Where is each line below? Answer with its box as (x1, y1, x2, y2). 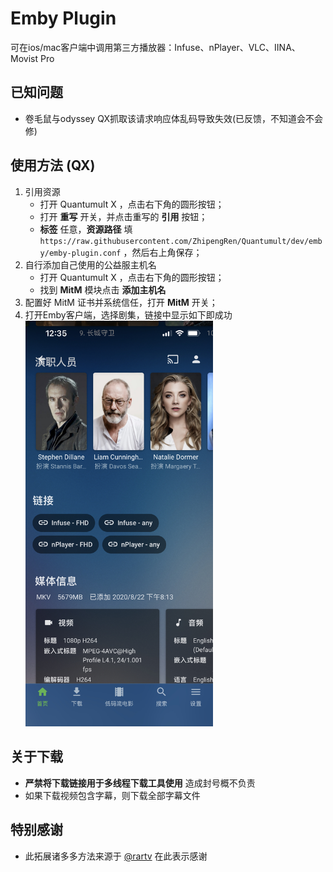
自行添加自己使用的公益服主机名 (24, 258, 157, 271)
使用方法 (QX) (10, 157, 96, 174)
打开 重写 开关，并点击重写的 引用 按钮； (39, 210, 208, 222)
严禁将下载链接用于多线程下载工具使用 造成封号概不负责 (24, 777, 256, 789)
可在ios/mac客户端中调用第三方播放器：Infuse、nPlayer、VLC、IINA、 (10, 41, 301, 53)
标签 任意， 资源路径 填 (39, 223, 133, 235)
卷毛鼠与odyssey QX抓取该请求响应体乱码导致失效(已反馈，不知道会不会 (24, 112, 324, 124)
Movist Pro (10, 52, 55, 64)
